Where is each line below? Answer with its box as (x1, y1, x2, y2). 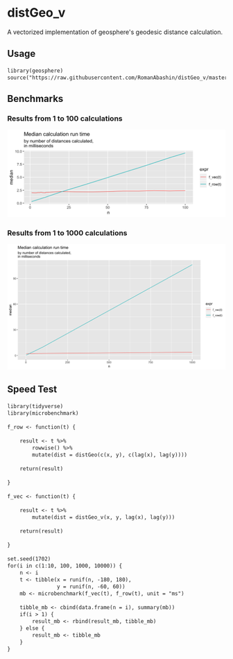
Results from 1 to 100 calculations (7, 114, 123, 123)
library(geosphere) (7, 67, 64, 74)
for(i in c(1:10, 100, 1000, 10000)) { (7, 562, 123, 570)
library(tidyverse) (7, 402, 64, 410)
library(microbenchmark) (7, 409, 79, 417)
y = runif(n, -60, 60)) (56, 583, 126, 590)
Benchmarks (7, 93, 64, 105)
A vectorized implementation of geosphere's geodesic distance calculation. (7, 28, 223, 36)
